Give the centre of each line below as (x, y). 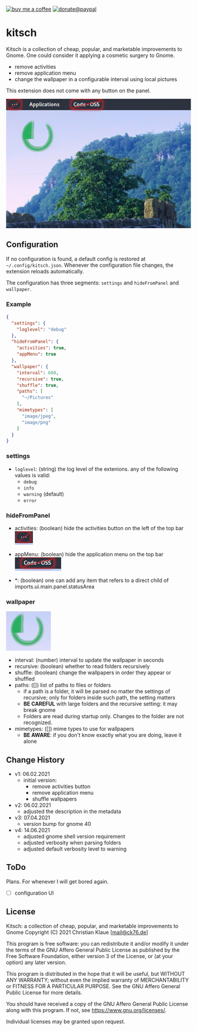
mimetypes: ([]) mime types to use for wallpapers (74, 729)
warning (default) (44, 494)
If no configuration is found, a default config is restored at (76, 259)
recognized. (38, 722)
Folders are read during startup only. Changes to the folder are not (103, 717)
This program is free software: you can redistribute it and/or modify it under (97, 943)
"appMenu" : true (37, 354)
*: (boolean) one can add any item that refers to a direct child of (91, 580)
